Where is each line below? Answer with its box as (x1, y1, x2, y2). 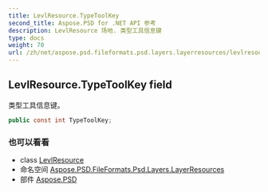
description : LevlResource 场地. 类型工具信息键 (8, 26, 162, 34)
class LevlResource (19, 155, 85, 164)
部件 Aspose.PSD (19, 174, 77, 184)
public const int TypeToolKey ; (8, 116, 112, 124)
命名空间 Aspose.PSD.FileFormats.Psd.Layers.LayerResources (19, 164, 225, 174)
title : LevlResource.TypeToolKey (8, 11, 120, 20)
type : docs (8, 33, 45, 42)
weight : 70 (8, 41, 45, 49)
